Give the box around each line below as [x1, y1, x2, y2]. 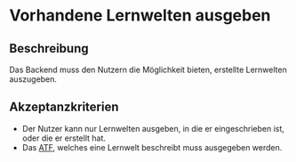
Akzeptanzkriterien [9, 100, 119, 115]
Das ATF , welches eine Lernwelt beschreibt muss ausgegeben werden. [21, 142, 283, 152]
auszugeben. [9, 74, 58, 85]
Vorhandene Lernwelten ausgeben [9, 5, 271, 26]
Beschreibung [9, 41, 89, 56]
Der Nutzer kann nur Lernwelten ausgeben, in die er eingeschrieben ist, [21, 123, 284, 134]
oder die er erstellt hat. [21, 133, 107, 143]
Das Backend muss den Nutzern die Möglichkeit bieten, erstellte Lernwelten [9, 64, 287, 75]
